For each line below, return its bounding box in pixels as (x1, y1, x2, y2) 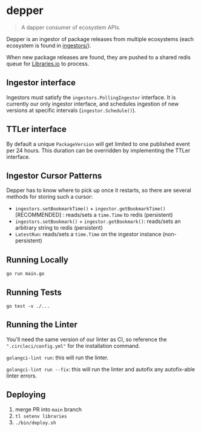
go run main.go (6, 271, 45, 277)
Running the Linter (6, 319, 77, 330)
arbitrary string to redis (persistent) (15, 224, 103, 231)
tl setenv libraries (15, 413, 67, 419)
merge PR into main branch (15, 405, 82, 413)
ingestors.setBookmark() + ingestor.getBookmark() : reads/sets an (15, 218, 181, 225)
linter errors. (6, 372, 38, 379)
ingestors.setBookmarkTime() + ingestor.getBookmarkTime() (15, 205, 166, 212)
